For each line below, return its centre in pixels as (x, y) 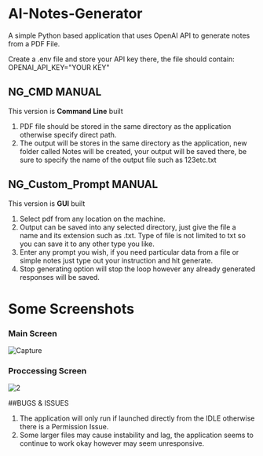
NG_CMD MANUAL (55, 92)
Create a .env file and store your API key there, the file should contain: (122, 59)
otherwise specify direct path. (68, 134)
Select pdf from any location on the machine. (92, 219)
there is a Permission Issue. (64, 427)
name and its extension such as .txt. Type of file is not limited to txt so (132, 235)
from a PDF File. (34, 43)
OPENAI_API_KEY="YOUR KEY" (59, 67)
